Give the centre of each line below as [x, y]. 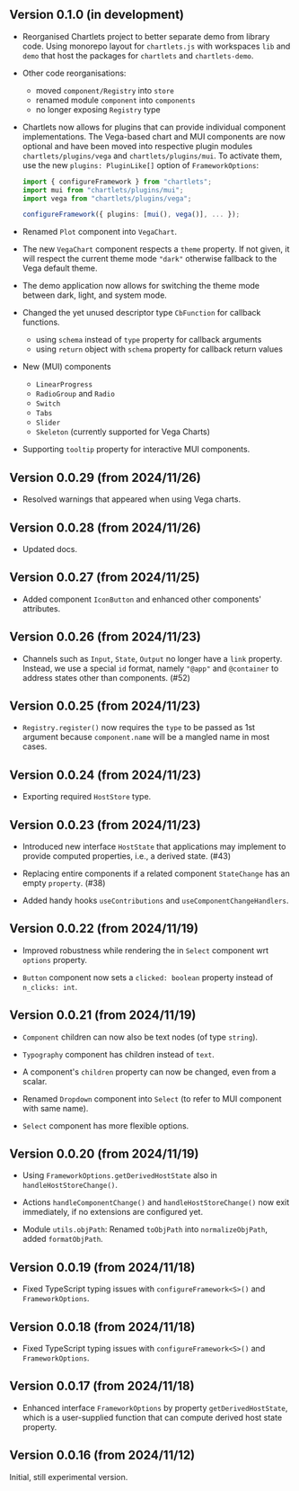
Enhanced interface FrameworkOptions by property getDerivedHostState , [155, 1407]
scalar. [35, 1081]
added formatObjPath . [62, 1239]
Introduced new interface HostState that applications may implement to [154, 846]
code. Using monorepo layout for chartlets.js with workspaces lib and [156, 46]
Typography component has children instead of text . [119, 1054]
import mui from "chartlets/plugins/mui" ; [103, 190]
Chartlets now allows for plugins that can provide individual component [154, 127]
